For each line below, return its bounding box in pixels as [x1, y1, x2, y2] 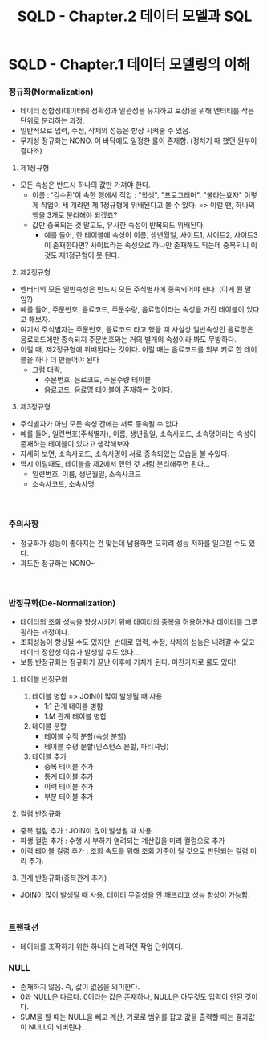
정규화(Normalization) [8, 86, 94, 97]
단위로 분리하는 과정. [19, 116, 85, 125]
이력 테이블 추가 [43, 782, 94, 792]
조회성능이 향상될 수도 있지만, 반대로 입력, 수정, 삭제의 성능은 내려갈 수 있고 [19, 638, 255, 647]
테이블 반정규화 [19, 674, 68, 684]
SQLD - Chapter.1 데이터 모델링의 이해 [8, 55, 250, 74]
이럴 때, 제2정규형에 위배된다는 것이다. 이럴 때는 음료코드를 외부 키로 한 [19, 344, 243, 354]
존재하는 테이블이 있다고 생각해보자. [19, 439, 132, 449]
